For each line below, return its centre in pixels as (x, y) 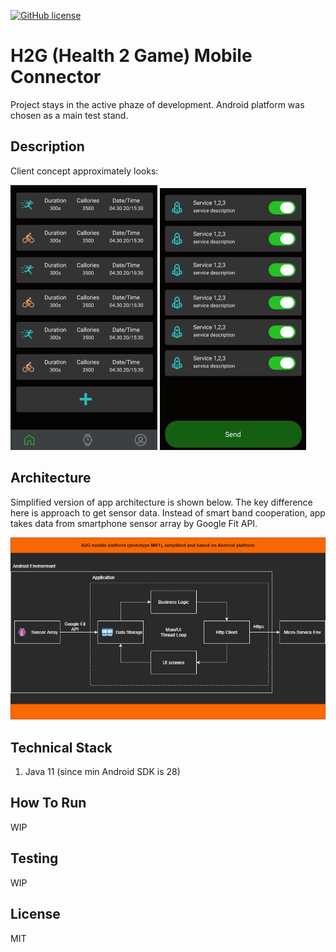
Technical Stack (61, 747)
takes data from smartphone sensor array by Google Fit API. (134, 523)
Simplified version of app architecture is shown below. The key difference (161, 502)
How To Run (48, 803)
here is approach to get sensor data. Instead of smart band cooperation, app (168, 512)
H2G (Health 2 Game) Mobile (131, 56)
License (35, 914)
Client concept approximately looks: (84, 171)
